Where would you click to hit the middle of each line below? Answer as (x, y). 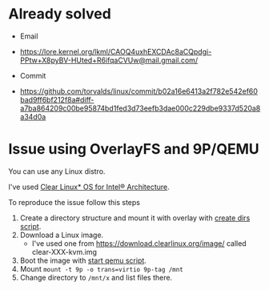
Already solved (60, 14)
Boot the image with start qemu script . (83, 260)
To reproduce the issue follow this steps (74, 202)
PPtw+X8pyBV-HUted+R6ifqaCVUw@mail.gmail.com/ (109, 60)
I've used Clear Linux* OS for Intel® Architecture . (89, 187)
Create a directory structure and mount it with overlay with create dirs (135, 218)
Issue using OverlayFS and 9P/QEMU (134, 149)
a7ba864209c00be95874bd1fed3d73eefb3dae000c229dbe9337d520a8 (140, 108)
